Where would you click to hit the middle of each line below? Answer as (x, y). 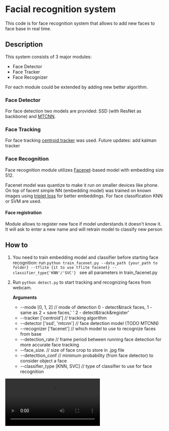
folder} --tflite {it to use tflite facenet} (61, 267)
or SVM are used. (23, 201)
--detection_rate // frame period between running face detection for (91, 339)
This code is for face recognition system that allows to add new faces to (80, 23)
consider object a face (43, 361)
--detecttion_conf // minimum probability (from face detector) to (87, 355)
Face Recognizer (30, 77)
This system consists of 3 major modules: (48, 57)
